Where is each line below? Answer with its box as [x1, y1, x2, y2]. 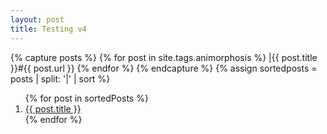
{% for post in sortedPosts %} [24, 92, 149, 104]
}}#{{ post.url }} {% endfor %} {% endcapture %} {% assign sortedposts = [10, 62, 318, 74]
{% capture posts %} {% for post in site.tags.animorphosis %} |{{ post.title [10, 51, 318, 63]
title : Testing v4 [10, 24, 87, 34]
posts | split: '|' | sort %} [10, 72, 111, 85]
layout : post [10, 14, 65, 25]
